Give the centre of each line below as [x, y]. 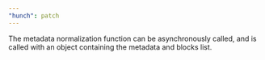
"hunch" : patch [34, 16]
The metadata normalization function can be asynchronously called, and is [132, 38]
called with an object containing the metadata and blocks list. [110, 47]
